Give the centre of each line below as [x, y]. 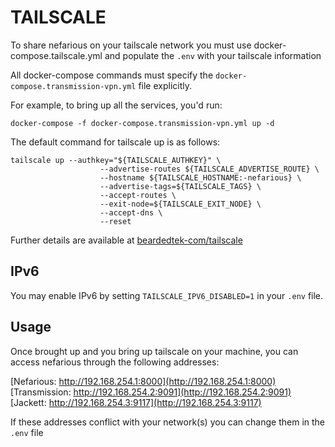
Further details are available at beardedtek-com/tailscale [126, 240]
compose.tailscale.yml [56, 55]
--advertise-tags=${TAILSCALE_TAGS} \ [180, 186]
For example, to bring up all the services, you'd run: [116, 105]
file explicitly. [165, 85]
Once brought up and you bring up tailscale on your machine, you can [154, 351]
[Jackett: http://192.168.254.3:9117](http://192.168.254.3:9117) [136, 402]
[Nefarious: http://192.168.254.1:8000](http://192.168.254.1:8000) [143, 381]
